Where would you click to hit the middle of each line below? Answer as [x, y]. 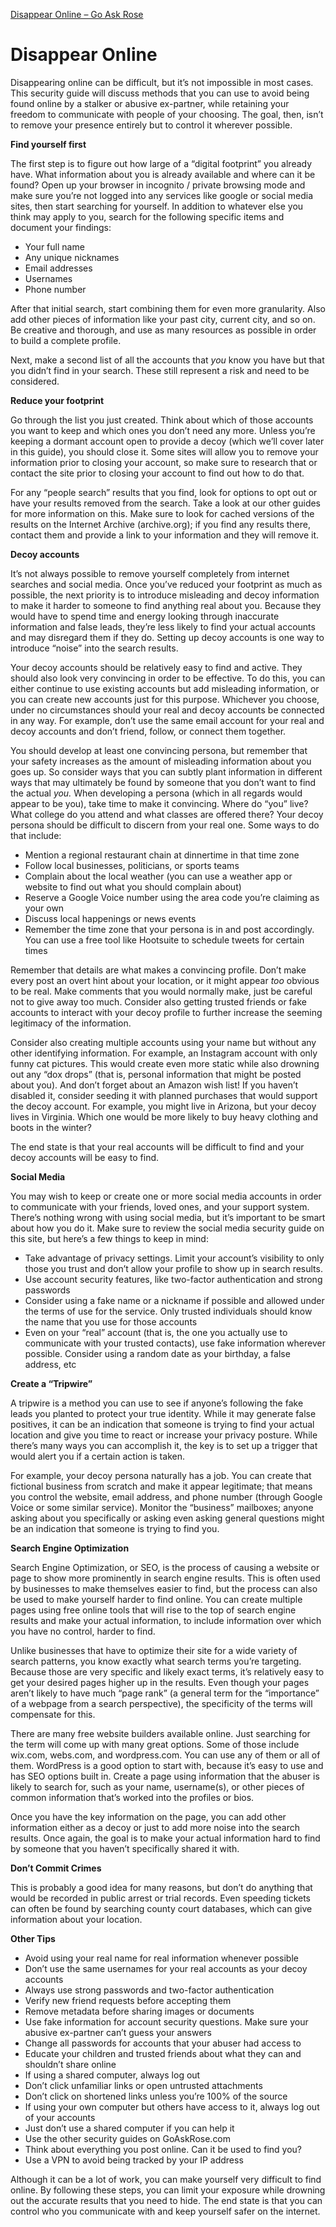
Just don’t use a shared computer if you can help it [129, 2128]
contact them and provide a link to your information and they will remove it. [165, 535]
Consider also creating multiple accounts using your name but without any [163, 1042]
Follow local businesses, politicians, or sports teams [132, 865]
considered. [35, 381]
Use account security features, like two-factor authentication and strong [173, 1279]
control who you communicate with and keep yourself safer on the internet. [165, 2211]
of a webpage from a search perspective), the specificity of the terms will [161, 1703]
